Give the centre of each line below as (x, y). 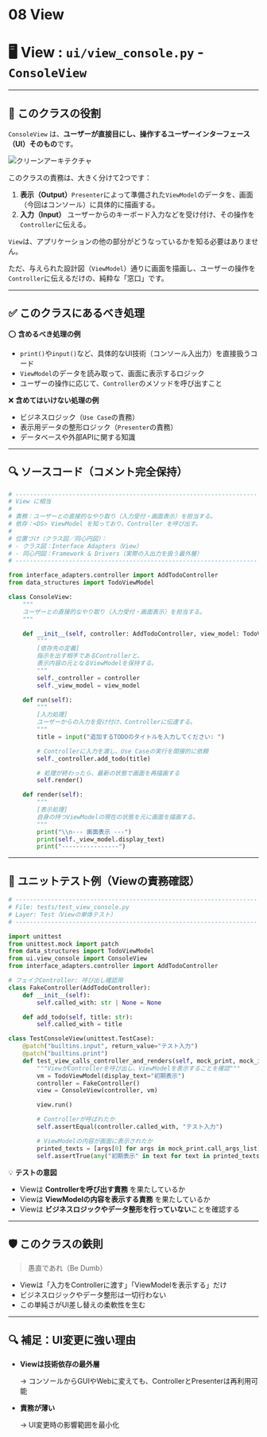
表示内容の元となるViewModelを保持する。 (97, 664)
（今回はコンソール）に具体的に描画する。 (89, 204)
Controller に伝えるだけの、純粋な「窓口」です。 (88, 278)
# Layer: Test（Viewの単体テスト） (62, 914)
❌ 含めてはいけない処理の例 (54, 400)
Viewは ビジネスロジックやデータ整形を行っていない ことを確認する (130, 1209)
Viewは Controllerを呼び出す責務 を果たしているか (103, 1189)
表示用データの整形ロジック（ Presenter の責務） (99, 427)
